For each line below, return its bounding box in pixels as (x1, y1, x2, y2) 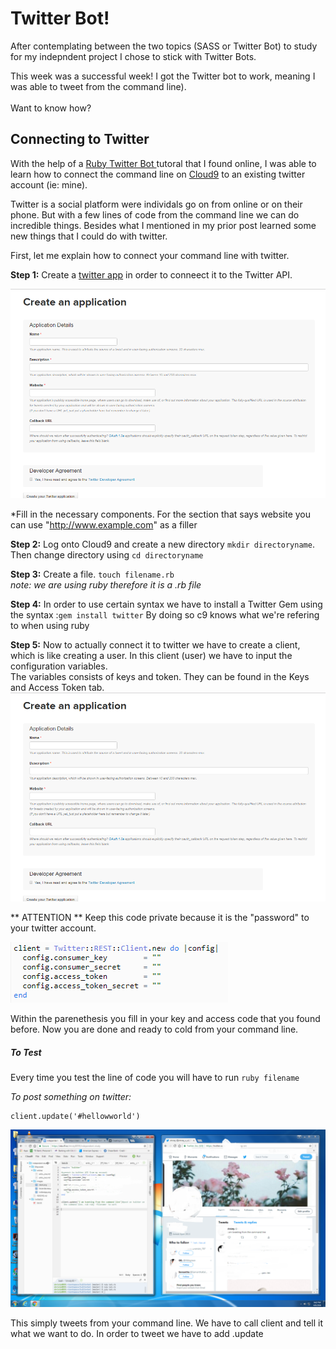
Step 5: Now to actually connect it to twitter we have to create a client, (10, 638, 301, 651)
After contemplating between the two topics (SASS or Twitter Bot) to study (10, 40, 318, 52)
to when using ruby (10, 619, 90, 631)
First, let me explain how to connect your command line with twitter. (10, 249, 290, 261)
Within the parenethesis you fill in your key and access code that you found (10, 1013, 321, 1025)
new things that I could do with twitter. (10, 230, 168, 242)
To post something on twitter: (10, 1091, 132, 1103)
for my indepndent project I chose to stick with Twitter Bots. (10, 50, 257, 62)
